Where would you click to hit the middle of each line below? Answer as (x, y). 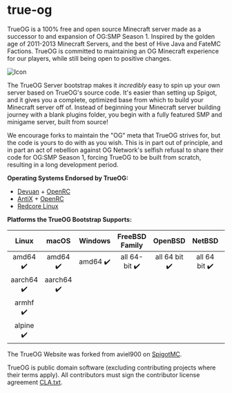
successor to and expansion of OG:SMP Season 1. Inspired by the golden (111, 36)
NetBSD (205, 240)
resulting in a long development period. (63, 164)
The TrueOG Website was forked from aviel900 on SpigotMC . (95, 354)
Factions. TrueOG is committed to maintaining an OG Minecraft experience (113, 51)
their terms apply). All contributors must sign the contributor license (104, 374)
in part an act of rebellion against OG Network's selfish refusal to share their (116, 150)
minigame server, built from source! (58, 122)
